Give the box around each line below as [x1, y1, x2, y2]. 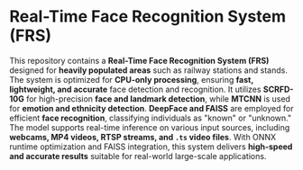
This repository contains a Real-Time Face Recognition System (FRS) [9, 55, 270, 66]
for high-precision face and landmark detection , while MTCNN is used [25, 93, 291, 104]
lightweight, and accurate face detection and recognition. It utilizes [9, 84, 262, 94]
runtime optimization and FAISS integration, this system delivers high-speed [9, 141, 293, 152]
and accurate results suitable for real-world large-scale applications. [9, 150, 267, 161]
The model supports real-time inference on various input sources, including [9, 121, 290, 132]
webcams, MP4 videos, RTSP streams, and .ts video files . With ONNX [9, 131, 277, 142]
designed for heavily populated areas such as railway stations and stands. [9, 65, 289, 76]
